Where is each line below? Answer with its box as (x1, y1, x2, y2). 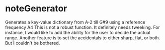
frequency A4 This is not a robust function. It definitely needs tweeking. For (5, 24, 160, 30)
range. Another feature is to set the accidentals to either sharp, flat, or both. (5, 35, 161, 41)
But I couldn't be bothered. (5, 40, 60, 46)
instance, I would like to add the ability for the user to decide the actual (5, 29, 151, 35)
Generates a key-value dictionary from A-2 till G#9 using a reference (5, 19, 146, 25)
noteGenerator (5, 3, 67, 14)
